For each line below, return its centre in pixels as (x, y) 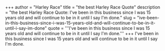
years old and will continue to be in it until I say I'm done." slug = (71, 18)
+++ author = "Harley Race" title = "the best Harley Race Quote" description (83, 7)
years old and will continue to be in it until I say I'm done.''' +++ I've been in (82, 33)
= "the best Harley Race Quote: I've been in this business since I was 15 (78, 12)
